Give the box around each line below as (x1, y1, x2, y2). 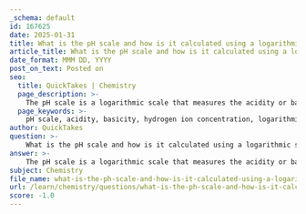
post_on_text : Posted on (9, 65, 104, 74)
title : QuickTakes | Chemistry (17, 81, 137, 90)
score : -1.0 (9, 191, 55, 200)
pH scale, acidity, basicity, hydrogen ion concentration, (25, 115, 255, 124)
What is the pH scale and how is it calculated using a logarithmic (25, 140, 291, 149)
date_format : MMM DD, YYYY (9, 56, 112, 65)
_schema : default (9, 13, 76, 23)
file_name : (9, 174, 51, 183)
